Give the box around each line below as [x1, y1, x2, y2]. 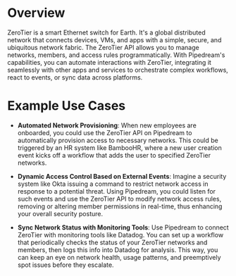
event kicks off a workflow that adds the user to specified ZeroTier [17, 151, 211, 159]
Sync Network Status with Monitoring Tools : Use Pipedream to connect [17, 223, 229, 232]
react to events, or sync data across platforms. [7, 73, 143, 82]
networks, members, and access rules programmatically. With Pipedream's [7, 51, 225, 59]
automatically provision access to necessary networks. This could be [17, 136, 218, 144]
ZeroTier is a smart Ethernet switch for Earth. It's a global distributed [7, 28, 206, 37]
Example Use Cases [7, 98, 126, 114]
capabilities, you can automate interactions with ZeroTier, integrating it [7, 58, 211, 66]
